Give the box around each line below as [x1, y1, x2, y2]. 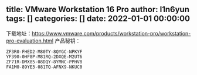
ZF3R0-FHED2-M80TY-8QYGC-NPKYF [6, 49, 83, 55]
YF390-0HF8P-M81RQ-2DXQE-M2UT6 [6, 53, 83, 60]
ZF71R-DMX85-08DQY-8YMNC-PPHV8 [6, 59, 83, 65]
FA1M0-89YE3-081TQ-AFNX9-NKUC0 [6, 64, 83, 70]
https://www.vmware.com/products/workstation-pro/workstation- [32, 30, 191, 37]
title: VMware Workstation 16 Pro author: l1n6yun [6, 5, 189, 15]
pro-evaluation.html [6, 37, 54, 44]
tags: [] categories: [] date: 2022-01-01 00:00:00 [6, 14, 191, 24]
